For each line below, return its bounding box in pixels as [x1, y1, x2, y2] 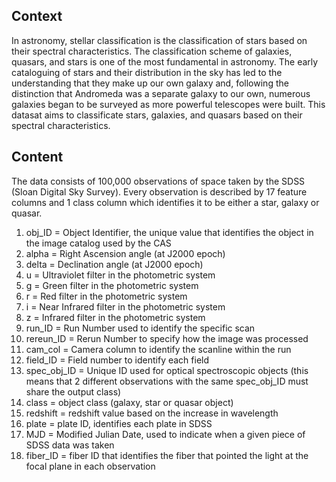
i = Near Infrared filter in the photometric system [25, 300, 226, 313]
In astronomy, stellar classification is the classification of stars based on [11, 34, 308, 46]
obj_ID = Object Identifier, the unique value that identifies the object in [25, 226, 314, 238]
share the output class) [25, 385, 122, 398]
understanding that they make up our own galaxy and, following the [11, 77, 289, 89]
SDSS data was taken [25, 439, 115, 451]
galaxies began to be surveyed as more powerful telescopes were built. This [11, 98, 326, 110]
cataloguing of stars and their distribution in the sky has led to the [11, 66, 283, 78]
